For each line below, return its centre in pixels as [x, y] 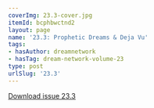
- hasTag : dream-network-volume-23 [66, 59]
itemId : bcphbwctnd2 [42, 23]
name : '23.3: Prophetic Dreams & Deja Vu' [78, 37]
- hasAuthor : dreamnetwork [52, 52]
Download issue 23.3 [42, 95]
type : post [26, 67]
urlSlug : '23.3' [34, 74]
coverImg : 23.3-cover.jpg [50, 15]
